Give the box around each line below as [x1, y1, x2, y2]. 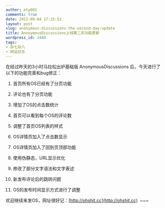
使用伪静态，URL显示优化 [12, 154, 66, 160]
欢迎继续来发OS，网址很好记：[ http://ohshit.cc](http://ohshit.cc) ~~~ [5, 197, 149, 203]
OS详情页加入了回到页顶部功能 [12, 144, 76, 150]
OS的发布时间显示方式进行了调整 [12, 186, 81, 192]
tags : [5, 40, 17, 45]
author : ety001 [5, 7, 37, 12]
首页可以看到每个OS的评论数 [12, 112, 72, 118]
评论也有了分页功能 [12, 91, 53, 97]
